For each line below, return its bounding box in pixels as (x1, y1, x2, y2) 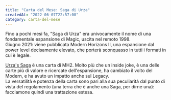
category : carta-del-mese (5, 17, 60, 22)
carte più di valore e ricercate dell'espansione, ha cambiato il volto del (5, 68, 153, 74)
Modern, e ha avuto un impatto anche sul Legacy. (5, 73, 110, 79)
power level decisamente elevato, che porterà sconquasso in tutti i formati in (5, 47, 166, 53)
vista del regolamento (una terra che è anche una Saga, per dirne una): (5, 84, 155, 90)
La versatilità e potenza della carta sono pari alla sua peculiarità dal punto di (5, 78, 165, 84)
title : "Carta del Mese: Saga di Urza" (5, 7, 90, 13)
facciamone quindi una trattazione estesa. (5, 89, 93, 95)
